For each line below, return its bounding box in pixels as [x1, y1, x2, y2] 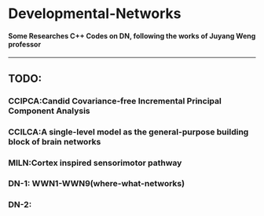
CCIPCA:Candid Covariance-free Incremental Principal [8, 95, 222, 106]
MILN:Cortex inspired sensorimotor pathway [8, 157, 182, 168]
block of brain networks [8, 136, 101, 147]
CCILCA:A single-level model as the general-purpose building [8, 126, 249, 137]
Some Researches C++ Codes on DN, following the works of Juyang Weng [8, 31, 256, 40]
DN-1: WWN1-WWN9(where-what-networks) [8, 178, 185, 189]
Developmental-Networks [8, 5, 181, 23]
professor [8, 39, 42, 49]
